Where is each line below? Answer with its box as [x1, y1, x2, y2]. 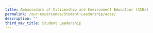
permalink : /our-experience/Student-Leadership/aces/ [5, 12, 117, 16]
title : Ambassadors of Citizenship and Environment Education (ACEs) [5, 7, 149, 12]
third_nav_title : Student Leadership [5, 20, 82, 26]
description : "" [5, 16, 38, 21]
